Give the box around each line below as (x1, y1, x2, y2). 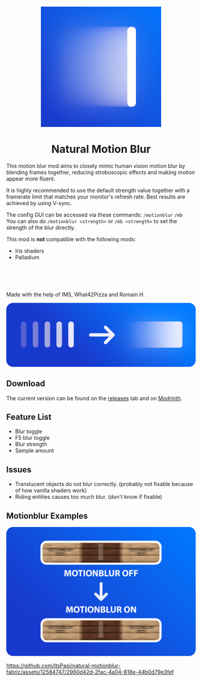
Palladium (14, 253, 40, 260)
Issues (6, 464, 32, 475)
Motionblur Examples (6, 511, 88, 521)
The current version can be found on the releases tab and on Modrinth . (6, 395, 182, 402)
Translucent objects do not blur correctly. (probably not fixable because (14, 481, 194, 488)
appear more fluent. (6, 175, 56, 182)
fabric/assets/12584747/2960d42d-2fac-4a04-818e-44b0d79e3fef (6, 668, 174, 676)
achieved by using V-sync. (6, 199, 72, 206)
